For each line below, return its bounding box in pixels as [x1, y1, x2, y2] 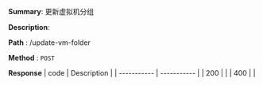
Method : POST [8, 54, 56, 62]
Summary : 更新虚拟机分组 [8, 7, 94, 16]
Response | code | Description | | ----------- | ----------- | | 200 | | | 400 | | [8, 68, 256, 77]
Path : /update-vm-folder [8, 38, 91, 47]
